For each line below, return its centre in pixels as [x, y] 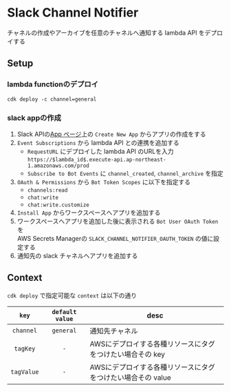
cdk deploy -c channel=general [52, 99]
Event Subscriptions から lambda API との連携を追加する [98, 142]
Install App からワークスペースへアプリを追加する [89, 213]
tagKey [25, 349]
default [64, 312]
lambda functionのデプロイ [53, 84]
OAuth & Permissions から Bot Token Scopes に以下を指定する [104, 182]
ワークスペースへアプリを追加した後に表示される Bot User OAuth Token [118, 221]
